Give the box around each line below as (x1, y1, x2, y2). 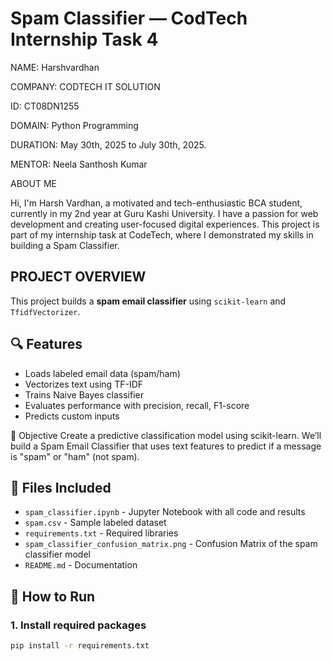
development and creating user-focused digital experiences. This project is (10, 218, 320, 230)
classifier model (24, 548, 91, 561)
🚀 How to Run (10, 588, 96, 605)
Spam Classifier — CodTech (10, 7, 248, 30)
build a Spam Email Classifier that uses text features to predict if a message (10, 440, 322, 452)
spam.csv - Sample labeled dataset (24, 517, 167, 529)
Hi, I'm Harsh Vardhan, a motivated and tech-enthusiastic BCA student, (10, 197, 303, 209)
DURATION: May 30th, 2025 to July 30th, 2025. (10, 138, 207, 151)
